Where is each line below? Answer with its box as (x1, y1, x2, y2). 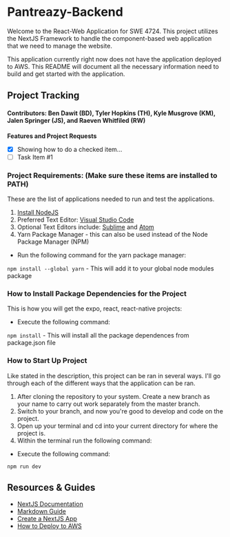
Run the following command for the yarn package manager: (17, 251, 187, 259)
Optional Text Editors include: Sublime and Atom (17, 222, 155, 231)
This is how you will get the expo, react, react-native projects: (7, 304, 182, 313)
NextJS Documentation (17, 500, 84, 508)
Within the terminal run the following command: (17, 436, 152, 445)
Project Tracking (7, 90, 80, 101)
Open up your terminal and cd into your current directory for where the (17, 422, 218, 430)
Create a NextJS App (17, 515, 78, 523)
